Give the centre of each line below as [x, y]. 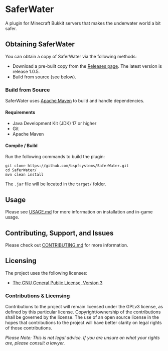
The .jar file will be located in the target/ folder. [56, 184]
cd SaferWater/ [21, 170]
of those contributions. [29, 328]
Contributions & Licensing [38, 296]
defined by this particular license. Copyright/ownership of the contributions [83, 312]
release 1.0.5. [26, 71]
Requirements [20, 112]
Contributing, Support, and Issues [59, 233]
